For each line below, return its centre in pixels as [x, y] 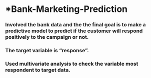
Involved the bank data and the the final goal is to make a [75, 25]
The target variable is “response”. [47, 51]
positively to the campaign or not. [47, 37]
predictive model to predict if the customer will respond [74, 31]
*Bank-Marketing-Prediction [66, 9]
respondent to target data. [38, 70]
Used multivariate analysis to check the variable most [72, 64]
